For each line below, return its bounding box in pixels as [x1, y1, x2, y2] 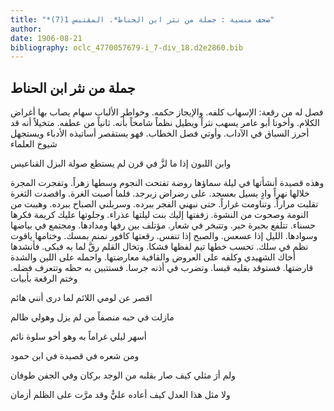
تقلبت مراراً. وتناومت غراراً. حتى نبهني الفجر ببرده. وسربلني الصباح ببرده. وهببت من [10, 198, 319, 210]
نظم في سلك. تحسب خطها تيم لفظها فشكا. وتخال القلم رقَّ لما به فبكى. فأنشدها [10, 241, 309, 253]
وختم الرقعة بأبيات [10, 272, 78, 285]
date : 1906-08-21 [10, 33, 83, 43]
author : [10, 24, 43, 34]
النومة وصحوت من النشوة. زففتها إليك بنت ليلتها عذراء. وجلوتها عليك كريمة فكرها [10, 209, 309, 221]
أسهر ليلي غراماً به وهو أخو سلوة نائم [10, 331, 147, 343]
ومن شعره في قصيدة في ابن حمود [10, 350, 140, 362]
